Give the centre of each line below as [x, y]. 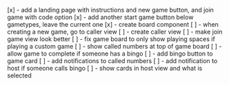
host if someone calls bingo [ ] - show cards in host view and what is [105, 68]
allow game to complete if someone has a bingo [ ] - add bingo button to [110, 53]
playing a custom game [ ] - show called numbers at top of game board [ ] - [114, 46]
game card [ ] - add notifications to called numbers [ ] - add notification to [112, 61]
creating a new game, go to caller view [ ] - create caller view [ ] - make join [115, 32]
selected [20, 75]
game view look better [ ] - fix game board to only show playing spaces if [111, 39]
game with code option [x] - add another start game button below [100, 17]
